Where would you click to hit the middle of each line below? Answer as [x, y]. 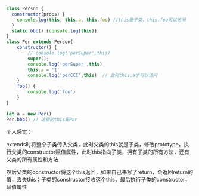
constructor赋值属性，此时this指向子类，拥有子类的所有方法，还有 [108, 152]
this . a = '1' [44, 70]
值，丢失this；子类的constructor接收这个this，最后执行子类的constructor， [98, 179]
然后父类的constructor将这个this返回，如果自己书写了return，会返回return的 [100, 172]
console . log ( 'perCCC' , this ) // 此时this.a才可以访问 [93, 75]
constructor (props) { [38, 14]
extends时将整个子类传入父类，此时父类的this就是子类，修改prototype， [95, 144]
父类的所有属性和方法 [32, 159]
